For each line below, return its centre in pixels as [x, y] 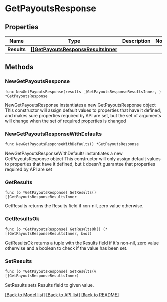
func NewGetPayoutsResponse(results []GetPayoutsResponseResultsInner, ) [83, 92]
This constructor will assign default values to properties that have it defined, [83, 110]
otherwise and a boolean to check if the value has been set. [66, 248]
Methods [19, 67]
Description [136, 41]
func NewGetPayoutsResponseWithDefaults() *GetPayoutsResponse [72, 144]
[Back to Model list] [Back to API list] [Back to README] [62, 295]
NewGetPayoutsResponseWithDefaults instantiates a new [64, 153]
